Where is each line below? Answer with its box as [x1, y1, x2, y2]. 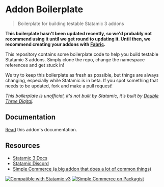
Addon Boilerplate [5, 4, 84, 15]
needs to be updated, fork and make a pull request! [5, 83, 113, 89]
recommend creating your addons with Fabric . [5, 41, 106, 47]
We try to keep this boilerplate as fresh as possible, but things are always [5, 72, 159, 78]
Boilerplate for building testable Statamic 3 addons [17, 20, 124, 27]
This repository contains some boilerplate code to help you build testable [5, 51, 159, 57]
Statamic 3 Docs [12, 155, 47, 161]
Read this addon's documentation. [5, 126, 77, 132]
